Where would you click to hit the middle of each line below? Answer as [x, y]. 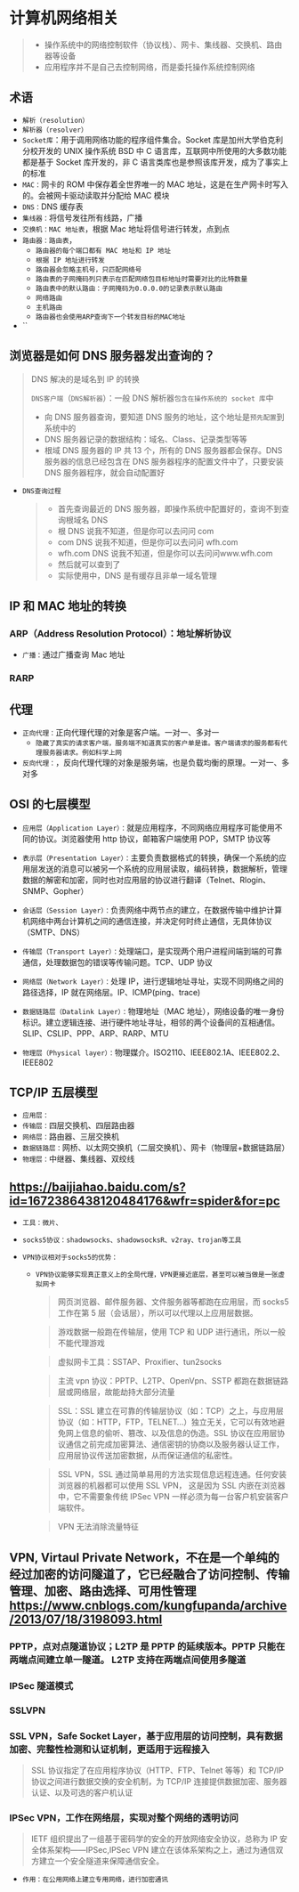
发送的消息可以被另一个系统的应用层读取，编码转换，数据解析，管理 [162, 868]
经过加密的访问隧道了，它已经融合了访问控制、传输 [149, 1574]
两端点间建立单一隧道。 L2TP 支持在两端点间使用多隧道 [128, 1660]
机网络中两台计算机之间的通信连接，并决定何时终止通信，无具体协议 [147, 921]
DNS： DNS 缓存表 [53, 207]
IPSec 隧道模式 [41, 1685]
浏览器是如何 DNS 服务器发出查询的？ [112, 356]
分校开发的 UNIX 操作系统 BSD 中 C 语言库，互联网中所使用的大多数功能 [154, 150]
